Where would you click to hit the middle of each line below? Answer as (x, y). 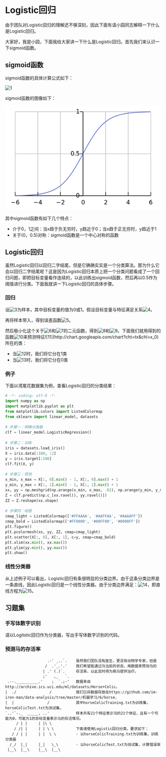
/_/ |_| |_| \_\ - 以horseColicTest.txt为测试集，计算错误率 (85, 745)
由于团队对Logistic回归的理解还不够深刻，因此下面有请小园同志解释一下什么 (82, 25)
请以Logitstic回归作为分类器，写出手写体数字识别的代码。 (64, 635)
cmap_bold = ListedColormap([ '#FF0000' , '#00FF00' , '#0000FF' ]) (73, 522)
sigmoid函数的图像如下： (30, 98)
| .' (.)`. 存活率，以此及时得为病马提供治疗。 (91, 671)
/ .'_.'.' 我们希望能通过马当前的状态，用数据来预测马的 (101, 666)
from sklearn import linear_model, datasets (52, 417)
